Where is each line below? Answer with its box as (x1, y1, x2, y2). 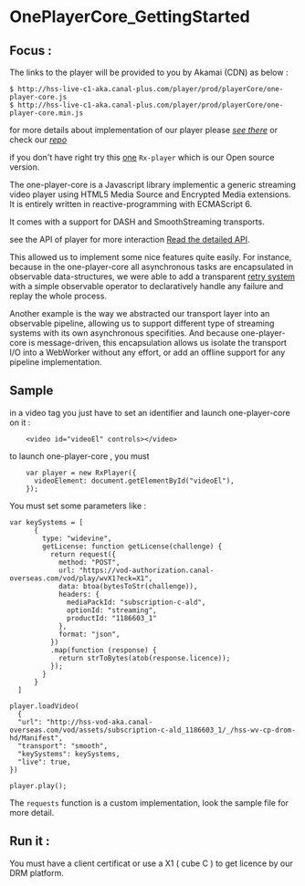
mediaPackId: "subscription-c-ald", (67, 598, 206, 607)
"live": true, (17, 757, 71, 766)
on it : (9, 417, 31, 428)
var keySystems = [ (9, 517, 84, 526)
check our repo (9, 134, 68, 145)
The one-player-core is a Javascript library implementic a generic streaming (9, 180, 297, 190)
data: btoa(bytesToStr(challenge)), (58, 581, 198, 590)
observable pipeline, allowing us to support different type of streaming (9, 318, 275, 328)
